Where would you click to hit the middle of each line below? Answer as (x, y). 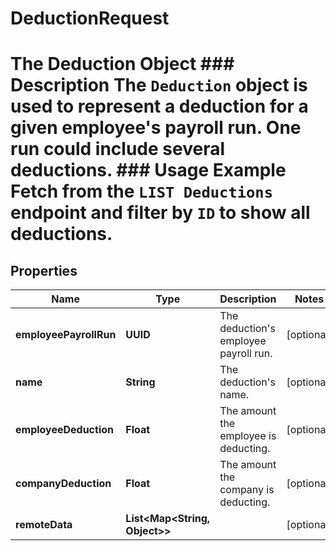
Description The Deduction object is (159, 85)
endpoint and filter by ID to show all (160, 213)
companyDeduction (63, 484)
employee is (248, 436)
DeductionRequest (90, 18)
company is (247, 490)
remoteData (44, 525)
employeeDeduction (64, 430)
